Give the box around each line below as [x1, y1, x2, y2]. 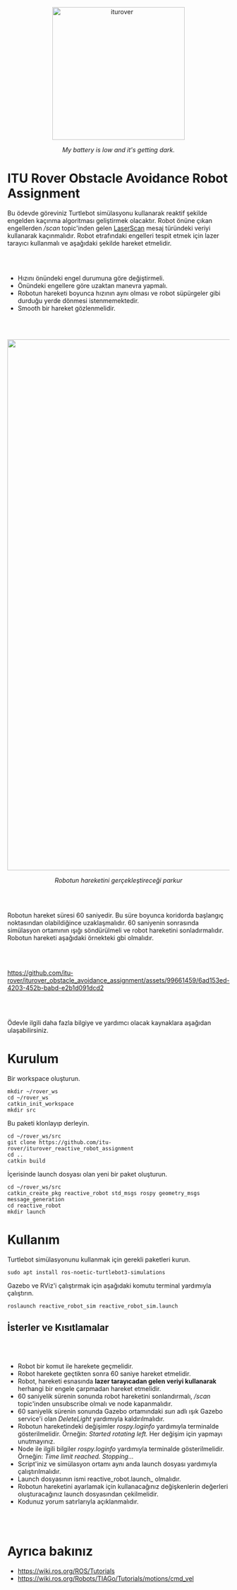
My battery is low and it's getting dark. [62, 146, 175, 154]
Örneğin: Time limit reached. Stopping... [17, 1452, 134, 1460]
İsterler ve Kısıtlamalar [7, 1322, 109, 1334]
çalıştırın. [7, 1288, 34, 1297]
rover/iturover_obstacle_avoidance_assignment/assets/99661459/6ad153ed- [7, 976, 230, 984]
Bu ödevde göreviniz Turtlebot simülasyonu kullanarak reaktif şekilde [7, 209, 208, 217]
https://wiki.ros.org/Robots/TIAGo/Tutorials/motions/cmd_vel [17, 1574, 194, 1582]
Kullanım [7, 1232, 60, 1248]
